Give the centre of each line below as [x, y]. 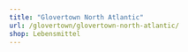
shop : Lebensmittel [45, 33]
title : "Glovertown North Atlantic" [76, 17]
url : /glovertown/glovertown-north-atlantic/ [94, 26]
